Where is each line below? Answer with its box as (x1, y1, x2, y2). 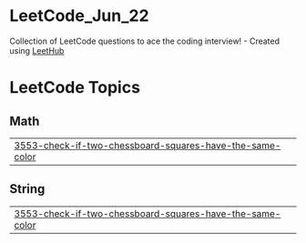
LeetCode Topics (9, 77, 141, 98)
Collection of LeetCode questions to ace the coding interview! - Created (9, 35, 280, 46)
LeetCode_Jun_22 (9, 5, 149, 26)
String (9, 181, 46, 197)
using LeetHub (9, 45, 65, 56)
